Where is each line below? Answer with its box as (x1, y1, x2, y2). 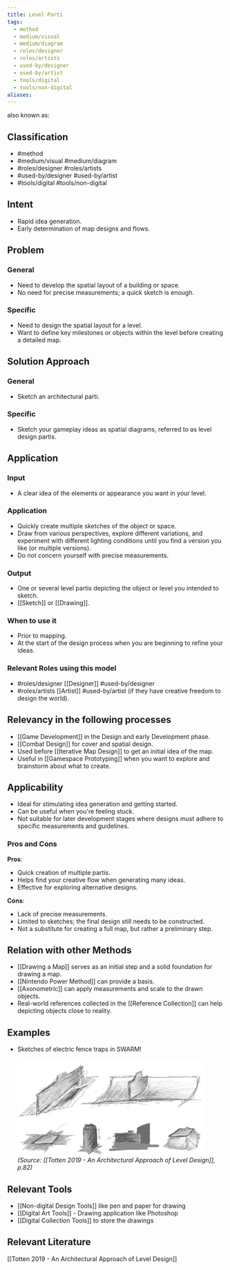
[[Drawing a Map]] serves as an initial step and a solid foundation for (17, 963, 213, 971)
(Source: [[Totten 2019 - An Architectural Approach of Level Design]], (17, 1156, 215, 1164)
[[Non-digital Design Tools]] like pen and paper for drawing (17, 1202, 186, 1210)
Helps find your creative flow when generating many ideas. (17, 876, 186, 884)
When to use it (7, 616, 57, 626)
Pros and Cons (7, 839, 57, 849)
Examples (7, 1026, 50, 1039)
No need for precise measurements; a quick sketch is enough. (17, 288, 195, 296)
